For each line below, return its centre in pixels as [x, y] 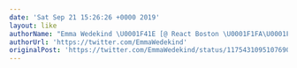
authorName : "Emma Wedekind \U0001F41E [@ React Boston [114, 34]
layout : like [33, 26]
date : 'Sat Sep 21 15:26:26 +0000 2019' [85, 17]
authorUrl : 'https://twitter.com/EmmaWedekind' [99, 42]
